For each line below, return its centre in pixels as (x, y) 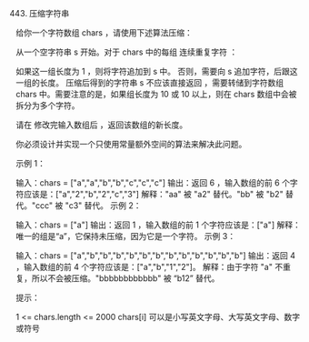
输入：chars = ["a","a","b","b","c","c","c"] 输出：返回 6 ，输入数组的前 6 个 (153, 183)
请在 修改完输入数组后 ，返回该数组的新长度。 (102, 125)
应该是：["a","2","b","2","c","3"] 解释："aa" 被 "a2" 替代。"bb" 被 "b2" (153, 194)
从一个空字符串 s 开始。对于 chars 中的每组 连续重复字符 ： (127, 52)
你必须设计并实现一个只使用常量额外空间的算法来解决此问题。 (131, 144)
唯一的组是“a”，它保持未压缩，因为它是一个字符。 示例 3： (126, 236)
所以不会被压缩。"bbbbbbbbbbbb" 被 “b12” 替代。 (125, 278)
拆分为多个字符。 (48, 106)
